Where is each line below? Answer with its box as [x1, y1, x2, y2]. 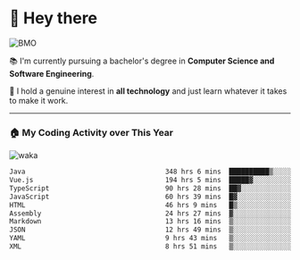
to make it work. [9, 95, 69, 105]
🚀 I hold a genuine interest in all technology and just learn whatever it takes [9, 85, 287, 96]
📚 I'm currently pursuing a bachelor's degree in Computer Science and [9, 55, 275, 66]
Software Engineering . [9, 68, 95, 79]
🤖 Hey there [9, 8, 98, 29]
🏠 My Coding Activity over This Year [9, 126, 174, 138]
